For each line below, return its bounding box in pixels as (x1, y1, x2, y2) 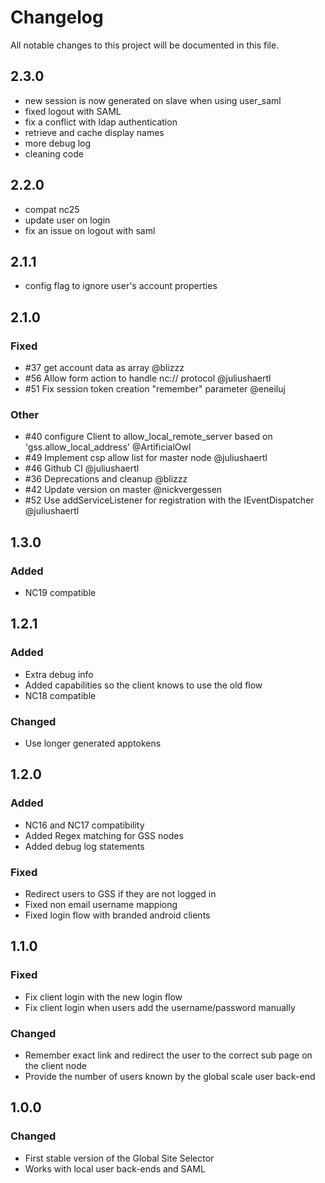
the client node (24, 1060, 87, 1071)
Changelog (10, 6, 104, 29)
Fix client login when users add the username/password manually (24, 1001, 296, 1013)
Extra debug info (24, 668, 94, 680)
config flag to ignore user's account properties (24, 280, 218, 292)
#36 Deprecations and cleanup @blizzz (24, 473, 188, 485)
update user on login (24, 214, 111, 226)
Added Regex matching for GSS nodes (24, 829, 184, 841)
